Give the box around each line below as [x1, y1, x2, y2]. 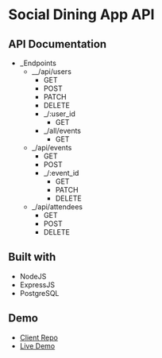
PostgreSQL [19, 288, 60, 298]
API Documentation [8, 37, 107, 51]
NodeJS [19, 271, 47, 281]
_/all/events [43, 126, 82, 135]
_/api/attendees [31, 202, 83, 212]
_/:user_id [43, 109, 75, 119]
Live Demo [19, 340, 56, 351]
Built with [8, 251, 56, 264]
